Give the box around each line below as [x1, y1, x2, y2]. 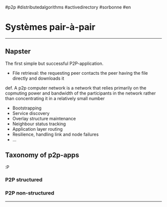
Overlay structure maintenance [12, 115, 76, 121]
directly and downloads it [12, 75, 65, 81]
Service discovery [12, 110, 50, 116]
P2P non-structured [5, 190, 55, 197]
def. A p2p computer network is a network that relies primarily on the [5, 85, 147, 91]
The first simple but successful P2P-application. [5, 60, 103, 66]
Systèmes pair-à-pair [5, 22, 95, 33]
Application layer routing [12, 126, 63, 132]
